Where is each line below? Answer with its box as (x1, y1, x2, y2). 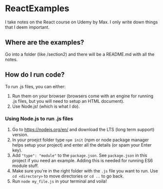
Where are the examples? (5, 38, 84, 47)
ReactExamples (5, 3, 70, 14)
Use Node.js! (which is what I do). (12, 103, 80, 109)
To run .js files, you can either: (5, 83, 66, 89)
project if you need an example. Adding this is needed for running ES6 (12, 157, 153, 163)
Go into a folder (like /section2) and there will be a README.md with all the (5, 51, 155, 57)
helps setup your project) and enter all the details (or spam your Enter (12, 142, 152, 148)
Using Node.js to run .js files (5, 115, 73, 122)
